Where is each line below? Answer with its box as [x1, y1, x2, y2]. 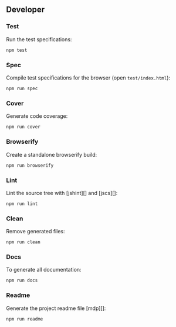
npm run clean [6, 239, 41, 245]
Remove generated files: [6, 228, 66, 235]
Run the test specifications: [6, 35, 72, 43]
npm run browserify [6, 162, 54, 169]
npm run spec [6, 85, 38, 91]
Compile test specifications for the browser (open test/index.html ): [6, 74, 171, 81]
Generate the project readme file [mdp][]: [6, 305, 106, 312]
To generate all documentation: [6, 266, 82, 273]
